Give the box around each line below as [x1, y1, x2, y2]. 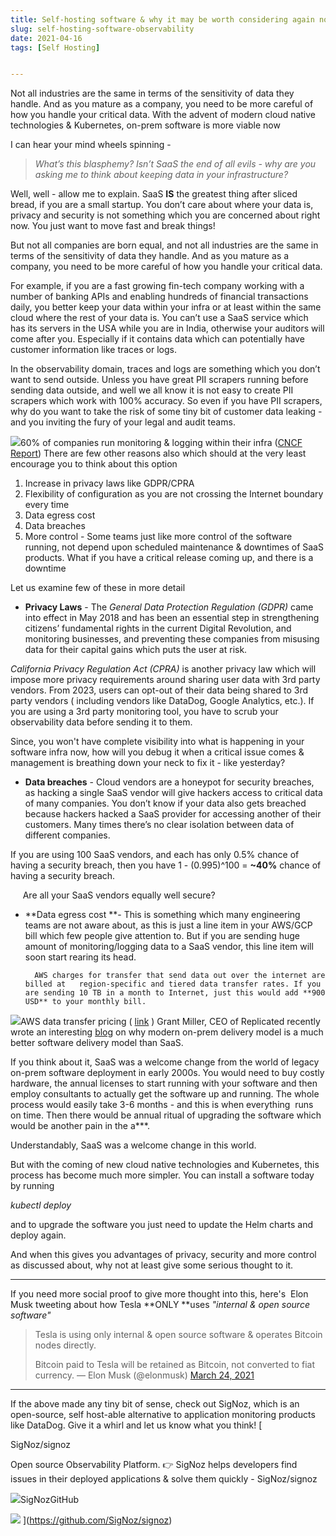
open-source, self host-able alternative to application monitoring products [10, 1409, 316, 1421]
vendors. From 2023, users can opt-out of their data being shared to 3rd [10, 684, 309, 696]
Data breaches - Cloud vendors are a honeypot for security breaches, [24, 776, 315, 788]
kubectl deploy [10, 1199, 72, 1211]
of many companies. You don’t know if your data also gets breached [24, 797, 307, 810]
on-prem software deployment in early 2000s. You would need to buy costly [10, 1067, 325, 1079]
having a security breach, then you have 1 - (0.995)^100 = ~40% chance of [10, 859, 322, 871]
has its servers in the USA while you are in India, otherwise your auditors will [10, 322, 325, 335]
